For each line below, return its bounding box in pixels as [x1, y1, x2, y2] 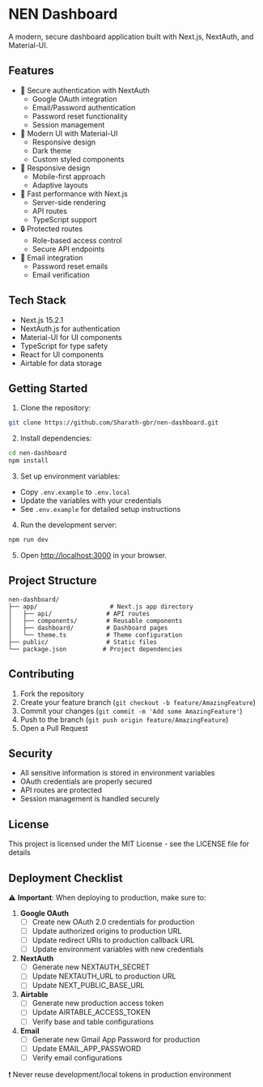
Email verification [32, 269, 91, 280]
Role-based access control [32, 235, 123, 245]
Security [8, 746, 53, 760]
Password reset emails [32, 261, 108, 271]
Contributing [8, 667, 74, 681]
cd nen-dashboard [8, 449, 67, 458]
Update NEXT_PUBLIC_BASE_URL [32, 981, 145, 990]
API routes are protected [19, 785, 103, 795]
